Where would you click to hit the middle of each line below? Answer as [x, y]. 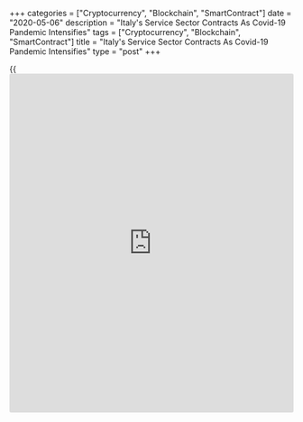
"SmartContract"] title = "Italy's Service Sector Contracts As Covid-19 [139, 42]
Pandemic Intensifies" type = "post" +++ [85, 52]
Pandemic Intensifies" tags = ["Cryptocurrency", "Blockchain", [125, 32]
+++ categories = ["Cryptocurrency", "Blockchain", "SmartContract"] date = [151, 13]
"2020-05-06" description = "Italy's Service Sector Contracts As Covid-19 [147, 23]
